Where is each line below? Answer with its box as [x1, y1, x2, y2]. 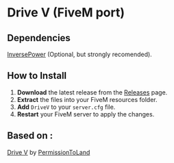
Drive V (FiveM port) [7, 5, 125, 21]
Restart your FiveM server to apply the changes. [16, 110, 155, 118]
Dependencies [7, 32, 71, 44]
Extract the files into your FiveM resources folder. [16, 95, 158, 103]
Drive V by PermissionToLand [7, 148, 90, 156]
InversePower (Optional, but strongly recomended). [7, 50, 152, 58]
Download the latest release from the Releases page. [16, 88, 168, 97]
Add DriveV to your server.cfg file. [16, 103, 116, 111]
